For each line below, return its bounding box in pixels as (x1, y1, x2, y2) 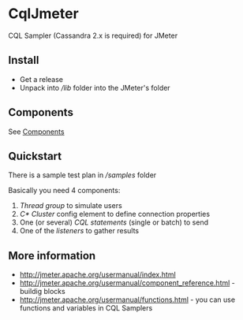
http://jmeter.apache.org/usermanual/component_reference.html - (19, 278, 235, 288)
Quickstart (8, 149, 62, 162)
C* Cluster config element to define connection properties (19, 210, 211, 219)
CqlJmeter (8, 5, 79, 23)
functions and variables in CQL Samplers (19, 303, 153, 313)
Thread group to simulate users (19, 201, 122, 210)
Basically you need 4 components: (8, 186, 121, 195)
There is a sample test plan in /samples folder (8, 170, 157, 180)
